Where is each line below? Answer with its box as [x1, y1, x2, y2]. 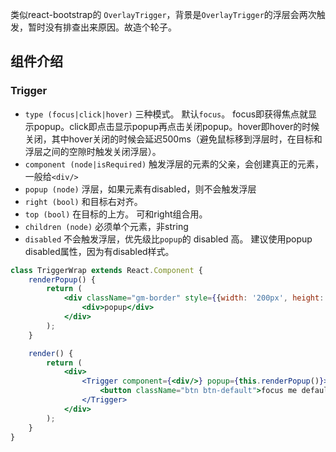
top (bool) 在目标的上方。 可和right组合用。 [24, 208, 208, 220]
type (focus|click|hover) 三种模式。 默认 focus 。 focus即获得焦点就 [24, 108, 309, 120]
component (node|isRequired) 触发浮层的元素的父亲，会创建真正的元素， [24, 158, 325, 170]
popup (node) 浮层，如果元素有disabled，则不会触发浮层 [24, 183, 257, 195]
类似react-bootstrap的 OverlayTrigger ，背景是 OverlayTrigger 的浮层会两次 [10, 9, 317, 20]
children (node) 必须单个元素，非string [24, 220, 189, 232]
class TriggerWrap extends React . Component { [10, 265, 203, 275]
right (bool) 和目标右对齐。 [24, 195, 143, 207]
